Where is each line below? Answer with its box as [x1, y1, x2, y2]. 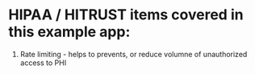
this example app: [8, 23, 131, 41]
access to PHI [19, 58, 67, 68]
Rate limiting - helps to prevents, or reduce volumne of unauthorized [19, 49, 248, 59]
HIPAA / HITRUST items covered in [8, 6, 244, 24]
